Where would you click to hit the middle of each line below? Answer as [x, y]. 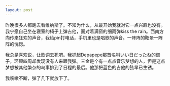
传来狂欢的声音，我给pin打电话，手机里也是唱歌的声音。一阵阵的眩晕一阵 [86, 37]
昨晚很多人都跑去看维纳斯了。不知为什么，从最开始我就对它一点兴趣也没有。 [85, 25]
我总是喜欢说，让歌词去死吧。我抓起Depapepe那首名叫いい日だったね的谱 [83, 55]
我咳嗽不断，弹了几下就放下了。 [39, 78]
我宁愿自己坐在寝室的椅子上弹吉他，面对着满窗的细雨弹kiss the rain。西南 [82, 31]
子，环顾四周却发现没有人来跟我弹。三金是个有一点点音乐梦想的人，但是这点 [85, 61]
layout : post [19, 10]
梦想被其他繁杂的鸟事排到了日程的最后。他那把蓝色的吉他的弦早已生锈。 [81, 67]
